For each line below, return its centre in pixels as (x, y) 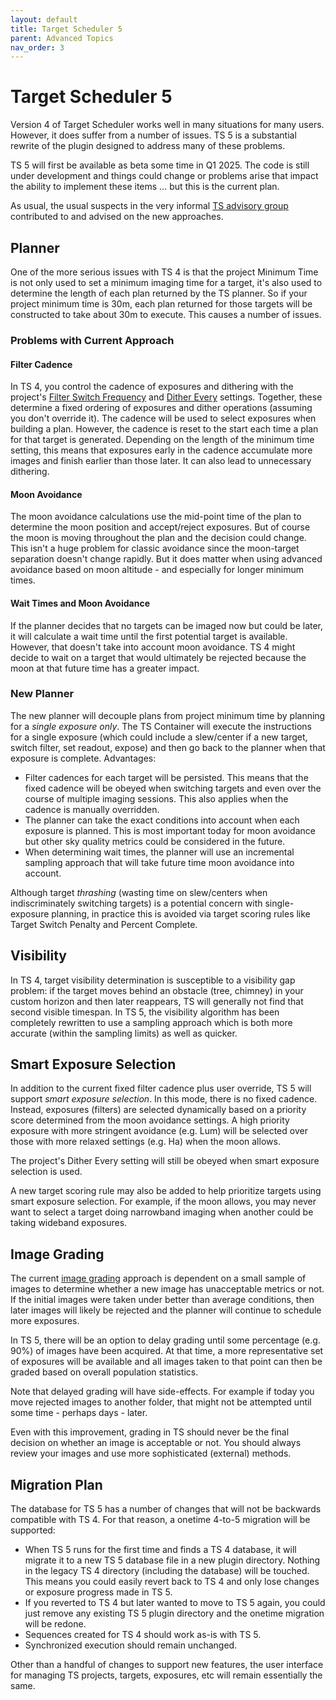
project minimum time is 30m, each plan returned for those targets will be (161, 304)
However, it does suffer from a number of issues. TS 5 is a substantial (153, 135)
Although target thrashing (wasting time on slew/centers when (139, 892)
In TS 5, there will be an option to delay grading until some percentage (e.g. (165, 1340)
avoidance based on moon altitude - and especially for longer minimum (157, 570)
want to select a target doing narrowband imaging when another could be (162, 1212)
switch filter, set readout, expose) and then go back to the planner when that (168, 747)
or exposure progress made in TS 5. (98, 1592)
